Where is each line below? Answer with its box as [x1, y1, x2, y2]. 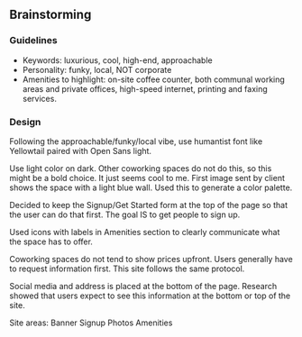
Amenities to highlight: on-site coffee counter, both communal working [22, 74, 286, 85]
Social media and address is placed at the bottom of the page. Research [9, 280, 278, 291]
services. [22, 93, 57, 104]
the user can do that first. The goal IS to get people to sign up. [9, 209, 241, 220]
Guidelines [9, 34, 58, 47]
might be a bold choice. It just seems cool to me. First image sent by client [9, 172, 286, 183]
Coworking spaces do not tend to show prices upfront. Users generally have [9, 253, 293, 264]
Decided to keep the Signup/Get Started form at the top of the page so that [9, 199, 288, 210]
